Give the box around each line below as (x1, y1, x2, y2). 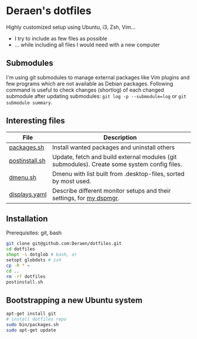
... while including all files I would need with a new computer (14, 41, 160, 48)
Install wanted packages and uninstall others (52, 143, 175, 151)
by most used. (52, 177, 91, 185)
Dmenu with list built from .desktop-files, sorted (52, 169, 185, 177)
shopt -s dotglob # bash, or (6, 251, 77, 258)
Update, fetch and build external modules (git (52, 153, 177, 161)
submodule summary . (6, 99, 53, 106)
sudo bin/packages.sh (6, 321, 59, 327)
